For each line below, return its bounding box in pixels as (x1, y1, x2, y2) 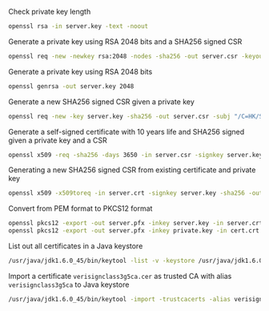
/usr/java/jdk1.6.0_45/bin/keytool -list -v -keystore (8, 256, 195, 265)
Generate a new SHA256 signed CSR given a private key (8, 96, 195, 107)
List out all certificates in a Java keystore (8, 241, 143, 251)
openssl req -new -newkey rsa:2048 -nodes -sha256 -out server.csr (8, 52, 239, 60)
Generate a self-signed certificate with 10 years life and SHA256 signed (8, 127, 245, 136)
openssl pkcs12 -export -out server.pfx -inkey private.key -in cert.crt (8, 227, 260, 235)
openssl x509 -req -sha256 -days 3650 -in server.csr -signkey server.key (8, 151, 263, 159)
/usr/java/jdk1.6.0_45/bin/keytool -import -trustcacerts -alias (8, 295, 231, 303)
